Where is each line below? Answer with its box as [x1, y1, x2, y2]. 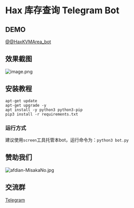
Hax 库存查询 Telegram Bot [5, 5, 120, 16]
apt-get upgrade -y [5, 103, 47, 108]
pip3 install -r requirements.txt [5, 111, 79, 117]
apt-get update [5, 98, 38, 103]
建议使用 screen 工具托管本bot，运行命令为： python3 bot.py [5, 137, 129, 143]
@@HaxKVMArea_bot [5, 39, 51, 45]
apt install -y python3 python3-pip [5, 107, 83, 112]
